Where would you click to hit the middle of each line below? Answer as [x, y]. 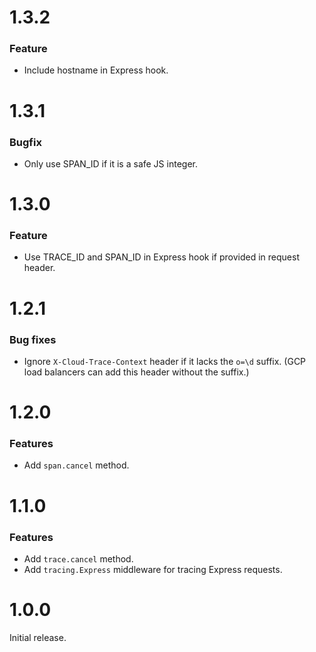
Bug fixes [33, 339]
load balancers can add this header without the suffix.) [136, 372]
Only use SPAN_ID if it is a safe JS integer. [110, 163]
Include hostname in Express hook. [96, 70]
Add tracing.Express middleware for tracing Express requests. [153, 569]
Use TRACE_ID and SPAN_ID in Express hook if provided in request [161, 257]
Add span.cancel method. [76, 465]
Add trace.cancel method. [78, 558]
